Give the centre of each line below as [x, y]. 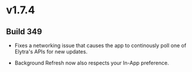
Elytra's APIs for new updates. [51, 52]
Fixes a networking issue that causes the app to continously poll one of [100, 45]
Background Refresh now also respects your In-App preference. [92, 63]
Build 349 [24, 32]
